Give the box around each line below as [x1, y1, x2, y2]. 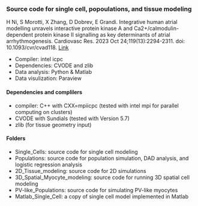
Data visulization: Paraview [14, 74, 82, 82]
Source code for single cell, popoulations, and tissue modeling [6, 5, 192, 13]
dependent [6, 31, 34, 38]
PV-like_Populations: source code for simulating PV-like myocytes [14, 186, 178, 193]
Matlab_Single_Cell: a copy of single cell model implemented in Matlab [14, 193, 189, 200]
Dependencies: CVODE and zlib [14, 62, 94, 69]
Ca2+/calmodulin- [134, 25, 179, 32]
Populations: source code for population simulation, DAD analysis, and [14, 154, 189, 162]
